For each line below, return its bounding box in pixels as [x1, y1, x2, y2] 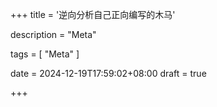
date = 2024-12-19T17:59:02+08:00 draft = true [10, 68, 207, 79]
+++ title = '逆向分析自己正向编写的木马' [10, 9, 176, 20]
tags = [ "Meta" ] [10, 48, 80, 60]
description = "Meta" [10, 29, 97, 40]
